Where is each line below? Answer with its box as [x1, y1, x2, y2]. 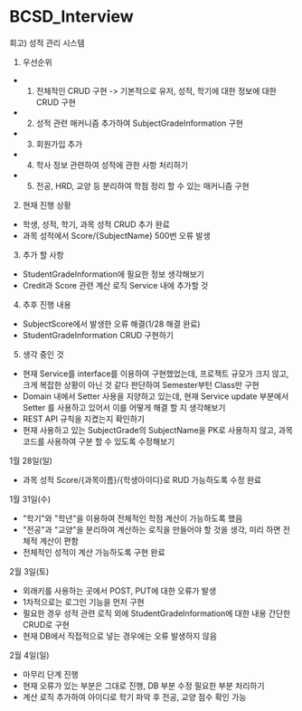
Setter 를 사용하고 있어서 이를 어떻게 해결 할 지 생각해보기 [22, 402, 226, 412]
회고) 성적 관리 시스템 [9, 37, 85, 48]
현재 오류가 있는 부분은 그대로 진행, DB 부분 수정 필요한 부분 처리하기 [22, 680, 265, 691]
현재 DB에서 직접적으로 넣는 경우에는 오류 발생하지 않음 [22, 630, 217, 641]
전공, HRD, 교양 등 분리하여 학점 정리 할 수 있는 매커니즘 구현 [35, 180, 250, 191]
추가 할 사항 [22, 249, 65, 260]
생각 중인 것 [22, 348, 65, 359]
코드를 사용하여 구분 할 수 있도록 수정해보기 [22, 436, 175, 447]
